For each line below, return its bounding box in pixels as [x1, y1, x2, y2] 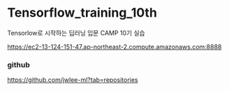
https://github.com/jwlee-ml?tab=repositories [7, 76, 138, 84]
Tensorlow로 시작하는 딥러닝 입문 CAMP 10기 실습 [7, 28, 145, 37]
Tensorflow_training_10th [7, 5, 157, 21]
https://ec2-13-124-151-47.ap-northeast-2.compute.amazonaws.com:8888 [7, 42, 222, 51]
